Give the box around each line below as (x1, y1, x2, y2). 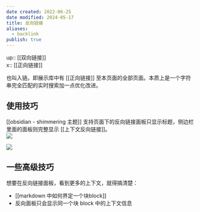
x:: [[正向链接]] (6, 61, 43, 68)
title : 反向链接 (6, 20, 43, 26)
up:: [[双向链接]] (6, 54, 46, 61)
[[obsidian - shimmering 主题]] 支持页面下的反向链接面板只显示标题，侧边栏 (6, 118, 194, 125)
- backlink (11, 31, 39, 37)
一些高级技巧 (6, 162, 54, 172)
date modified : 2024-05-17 (6, 14, 74, 20)
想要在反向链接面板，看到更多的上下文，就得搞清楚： (6, 179, 139, 186)
